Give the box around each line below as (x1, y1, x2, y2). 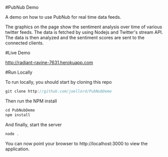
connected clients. (5, 40, 44, 46)
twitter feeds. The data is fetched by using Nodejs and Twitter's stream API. (5, 29, 163, 35)
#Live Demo (5, 50, 30, 56)
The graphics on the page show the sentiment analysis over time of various (5, 24, 162, 30)
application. (5, 146, 30, 152)
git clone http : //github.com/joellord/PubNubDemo (5, 89, 112, 94)
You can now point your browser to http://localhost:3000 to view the (5, 140, 148, 146)
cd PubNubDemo (5, 108, 35, 113)
